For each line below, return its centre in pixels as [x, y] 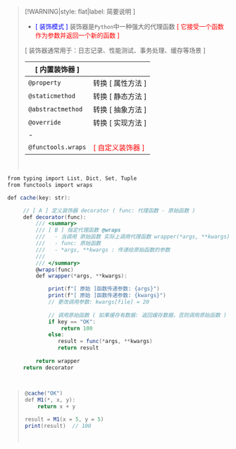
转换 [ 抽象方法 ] [120, 110]
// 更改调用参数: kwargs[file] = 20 [99, 302]
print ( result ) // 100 [58, 426]
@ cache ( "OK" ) [44, 394]
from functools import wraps [50, 185]
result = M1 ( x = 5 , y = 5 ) [64, 419]
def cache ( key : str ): [39, 198]
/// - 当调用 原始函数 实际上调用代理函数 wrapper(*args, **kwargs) [133, 237]
